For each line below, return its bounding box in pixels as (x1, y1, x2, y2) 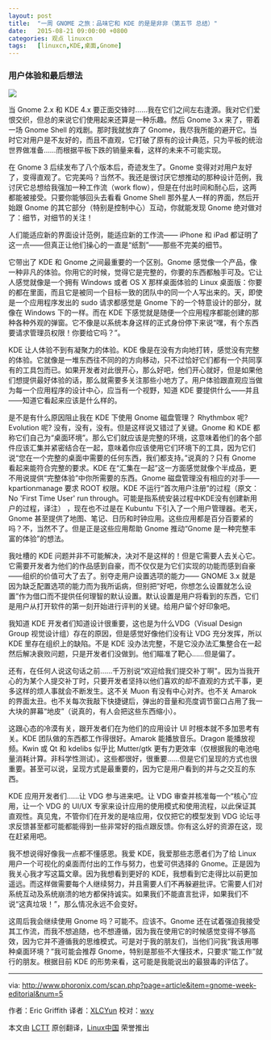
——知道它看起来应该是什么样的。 (8, 396, 122, 405)
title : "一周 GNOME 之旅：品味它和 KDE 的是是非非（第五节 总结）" (8, 19, 218, 27)
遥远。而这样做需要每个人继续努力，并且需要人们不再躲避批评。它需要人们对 (8, 879, 263, 889)
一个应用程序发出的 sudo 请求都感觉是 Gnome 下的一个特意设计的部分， (15, 298, 255, 308)
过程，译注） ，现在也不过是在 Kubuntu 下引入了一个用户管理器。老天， (22, 504, 262, 514)
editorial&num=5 (8, 989, 64, 999)
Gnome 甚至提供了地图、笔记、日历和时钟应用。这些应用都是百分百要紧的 (8, 514, 254, 523)
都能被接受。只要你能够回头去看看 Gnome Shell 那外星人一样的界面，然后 (8, 193, 252, 203)
